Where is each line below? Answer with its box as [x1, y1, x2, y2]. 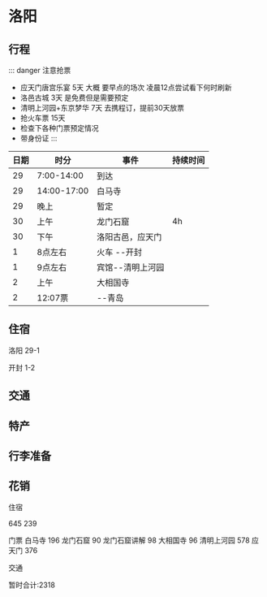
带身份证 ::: [19, 133, 58, 143]
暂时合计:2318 [8, 580, 55, 590]
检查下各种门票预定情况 [19, 123, 99, 132]
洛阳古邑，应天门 [96, 231, 162, 242]
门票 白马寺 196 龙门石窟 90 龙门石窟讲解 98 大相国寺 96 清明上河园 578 [8, 535, 250, 545]
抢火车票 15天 [19, 113, 66, 123]
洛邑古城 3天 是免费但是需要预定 [19, 93, 129, 102]
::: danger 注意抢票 [8, 66, 71, 75]
